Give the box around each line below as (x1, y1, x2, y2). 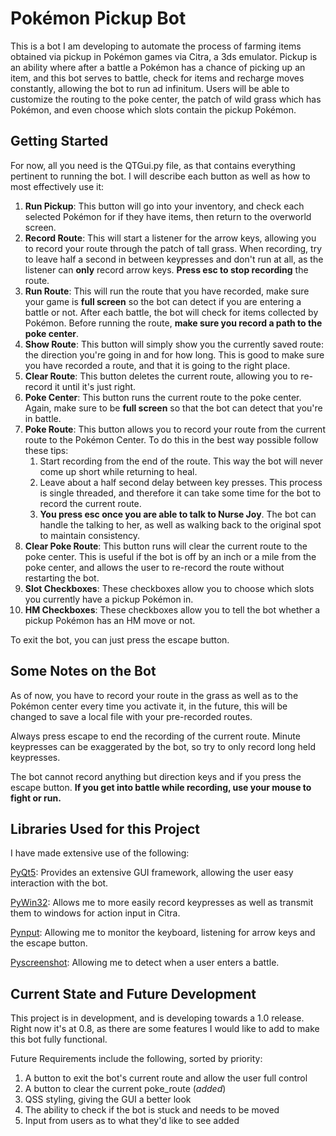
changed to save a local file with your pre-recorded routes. (10, 710, 253, 722)
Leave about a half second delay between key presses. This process (39, 476, 323, 488)
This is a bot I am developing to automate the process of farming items (10, 40, 302, 52)
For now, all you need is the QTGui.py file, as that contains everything (10, 159, 296, 171)
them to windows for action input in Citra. (10, 907, 181, 919)
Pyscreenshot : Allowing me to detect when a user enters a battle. (10, 957, 280, 969)
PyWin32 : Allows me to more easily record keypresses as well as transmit (10, 897, 314, 909)
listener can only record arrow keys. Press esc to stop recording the (24, 263, 309, 276)
